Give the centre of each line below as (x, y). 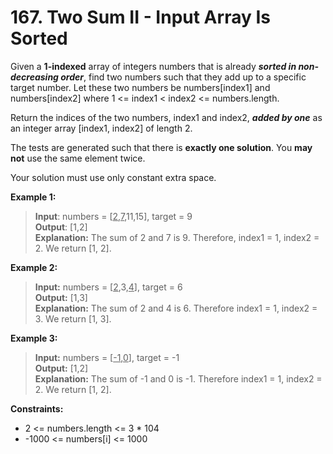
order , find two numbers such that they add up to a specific (183, 77)
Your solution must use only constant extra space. (113, 177)
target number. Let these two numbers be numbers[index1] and (140, 87)
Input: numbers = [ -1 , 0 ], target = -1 (107, 357)
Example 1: (33, 197)
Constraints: (37, 408)
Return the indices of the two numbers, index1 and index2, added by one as (166, 117)
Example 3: (34, 338)
